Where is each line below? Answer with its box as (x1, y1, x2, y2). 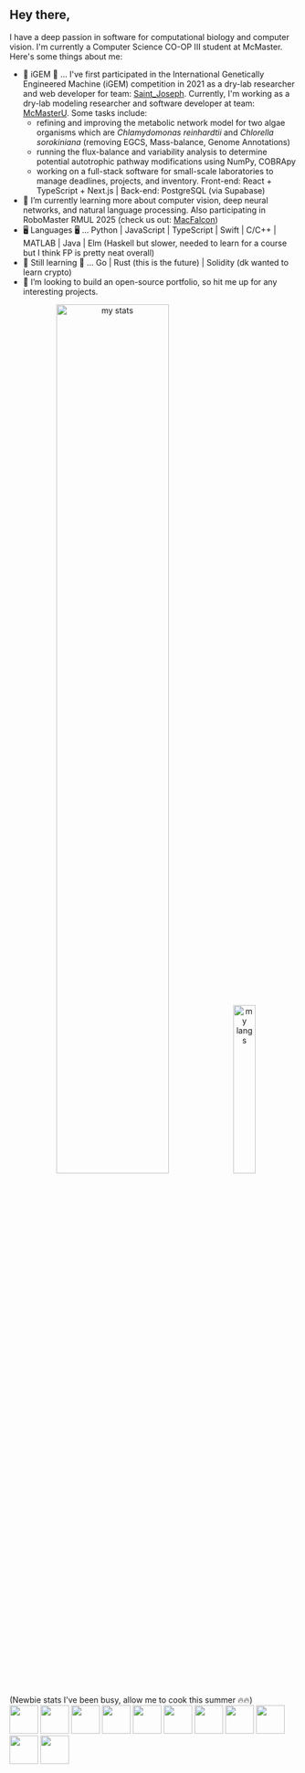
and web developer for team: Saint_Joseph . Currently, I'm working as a (22, 88, 290, 99)
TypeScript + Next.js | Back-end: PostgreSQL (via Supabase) (36, 184, 266, 195)
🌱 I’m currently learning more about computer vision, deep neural (22, 194, 268, 205)
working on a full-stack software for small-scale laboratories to (36, 165, 274, 176)
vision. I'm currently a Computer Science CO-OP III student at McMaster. (9, 41, 283, 52)
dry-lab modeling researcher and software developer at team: (22, 98, 256, 109)
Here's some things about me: (9, 50, 123, 62)
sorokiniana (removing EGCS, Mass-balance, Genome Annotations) (36, 136, 290, 147)
